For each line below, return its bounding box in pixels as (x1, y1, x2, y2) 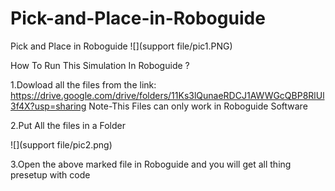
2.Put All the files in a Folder (10, 119, 126, 131)
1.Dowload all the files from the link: (10, 78, 157, 91)
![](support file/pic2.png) (10, 138, 113, 151)
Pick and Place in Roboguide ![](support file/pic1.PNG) (10, 40, 233, 52)
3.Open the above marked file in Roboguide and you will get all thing (10, 158, 292, 170)
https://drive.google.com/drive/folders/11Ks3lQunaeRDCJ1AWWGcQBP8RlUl (10, 89, 325, 101)
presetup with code (10, 168, 91, 181)
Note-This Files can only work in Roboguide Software (88, 100, 308, 112)
